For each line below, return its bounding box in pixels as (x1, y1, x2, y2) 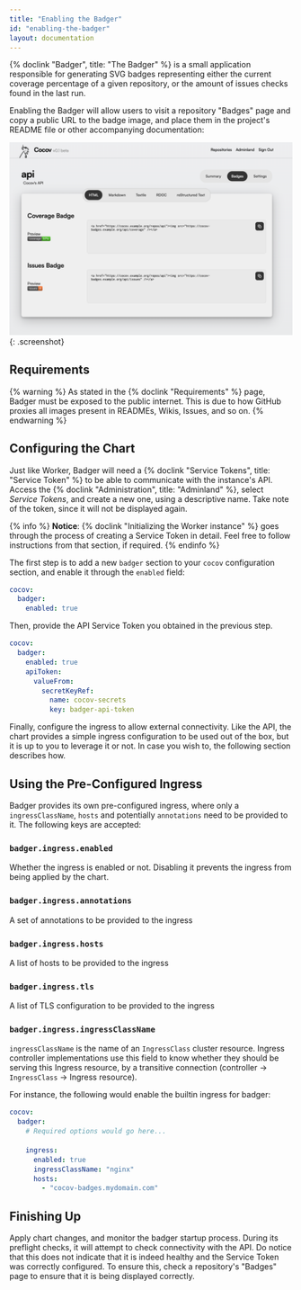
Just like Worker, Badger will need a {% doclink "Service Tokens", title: (9, 464, 271, 476)
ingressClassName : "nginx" (32, 1165, 135, 1174)
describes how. (9, 750, 66, 761)
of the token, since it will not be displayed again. (9, 503, 188, 514)
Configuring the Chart (9, 441, 136, 456)
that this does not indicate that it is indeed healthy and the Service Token (9, 1251, 279, 1263)
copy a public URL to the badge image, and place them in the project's (9, 115, 270, 126)
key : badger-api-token (49, 705, 135, 714)
